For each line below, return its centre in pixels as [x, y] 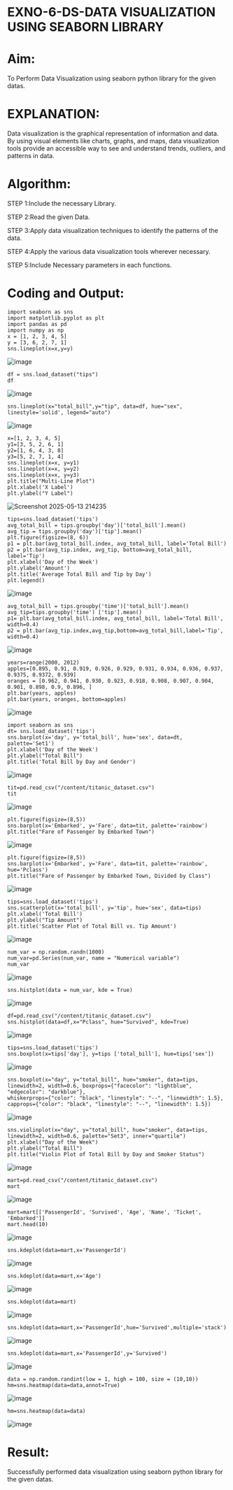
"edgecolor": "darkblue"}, [47, 1092]
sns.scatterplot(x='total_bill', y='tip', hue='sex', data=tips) [104, 908]
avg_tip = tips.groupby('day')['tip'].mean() [75, 531]
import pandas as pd [37, 324]
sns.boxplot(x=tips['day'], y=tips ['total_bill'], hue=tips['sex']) [111, 1053]
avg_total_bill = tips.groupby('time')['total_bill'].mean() [98, 606]
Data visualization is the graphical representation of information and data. [113, 134]
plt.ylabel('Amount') [39, 568]
